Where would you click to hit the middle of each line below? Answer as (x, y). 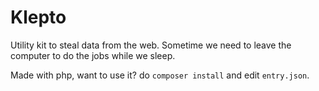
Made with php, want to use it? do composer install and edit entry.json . (160, 75)
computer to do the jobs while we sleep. (93, 55)
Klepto (38, 17)
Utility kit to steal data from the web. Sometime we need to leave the (151, 45)
